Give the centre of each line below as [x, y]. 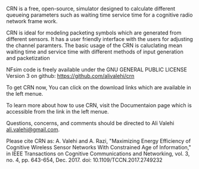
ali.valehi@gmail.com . [33, 129]
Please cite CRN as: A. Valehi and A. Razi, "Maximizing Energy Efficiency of [99, 141]
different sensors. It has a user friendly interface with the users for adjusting [100, 39]
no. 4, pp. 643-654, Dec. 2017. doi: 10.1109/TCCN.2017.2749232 [84, 160]
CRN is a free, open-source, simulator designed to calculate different [91, 9]
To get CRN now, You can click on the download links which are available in [99, 87]
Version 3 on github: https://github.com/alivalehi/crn [70, 76]
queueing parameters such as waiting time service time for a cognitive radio [99, 15]
